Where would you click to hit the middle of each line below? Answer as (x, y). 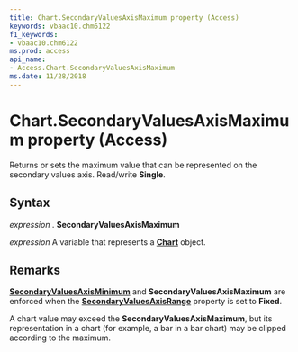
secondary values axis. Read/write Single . (88, 174)
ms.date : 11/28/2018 (48, 77)
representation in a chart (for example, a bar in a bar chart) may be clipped (148, 329)
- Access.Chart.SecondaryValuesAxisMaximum (92, 68)
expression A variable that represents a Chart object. (108, 242)
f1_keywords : (34, 34)
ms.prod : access (40, 51)
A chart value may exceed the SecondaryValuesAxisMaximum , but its (141, 319)
